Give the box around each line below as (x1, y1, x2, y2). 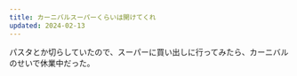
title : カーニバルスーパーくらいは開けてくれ (9, 12, 157, 22)
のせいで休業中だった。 (9, 57, 95, 68)
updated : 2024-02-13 (9, 21, 86, 30)
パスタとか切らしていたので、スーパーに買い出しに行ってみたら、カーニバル (9, 46, 289, 57)
